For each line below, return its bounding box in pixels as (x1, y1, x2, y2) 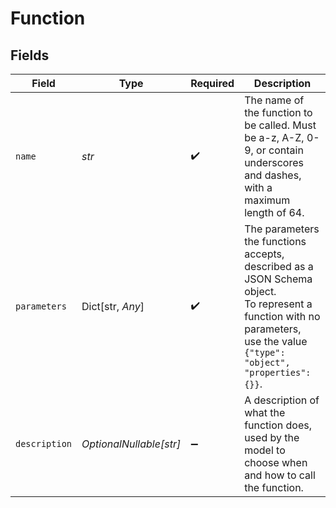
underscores (244, 156, 304, 169)
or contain (256, 143, 304, 157)
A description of (244, 393, 320, 407)
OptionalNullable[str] (81, 437, 182, 451)
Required (190, 77, 235, 90)
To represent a (244, 297, 313, 311)
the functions (244, 235, 307, 248)
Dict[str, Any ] (81, 300, 145, 313)
